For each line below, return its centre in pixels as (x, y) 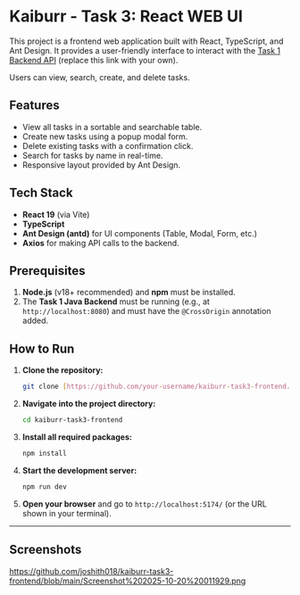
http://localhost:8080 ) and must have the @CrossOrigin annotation (146, 311)
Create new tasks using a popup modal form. (105, 136)
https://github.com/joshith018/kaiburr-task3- (92, 571)
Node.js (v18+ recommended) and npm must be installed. (129, 293)
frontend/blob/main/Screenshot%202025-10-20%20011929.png (128, 581)
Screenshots (46, 550)
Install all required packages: (77, 437)
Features (34, 106)
